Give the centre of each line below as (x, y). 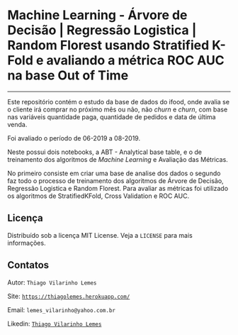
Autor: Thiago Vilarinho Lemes (52, 282)
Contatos (28, 265)
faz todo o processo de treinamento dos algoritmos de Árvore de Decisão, (116, 180)
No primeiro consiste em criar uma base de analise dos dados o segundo (114, 173)
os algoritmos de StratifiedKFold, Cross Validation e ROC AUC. (98, 196)
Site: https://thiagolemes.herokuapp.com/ (69, 296)
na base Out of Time (68, 76)
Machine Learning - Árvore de (97, 15)
